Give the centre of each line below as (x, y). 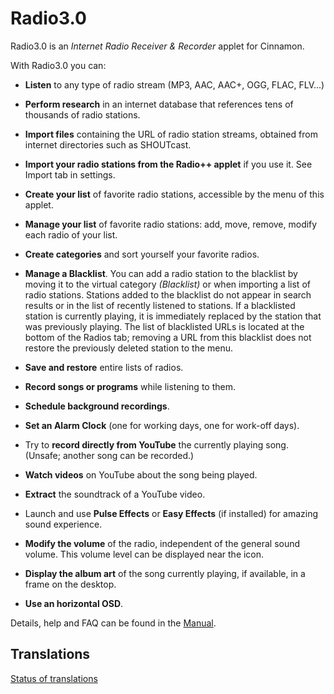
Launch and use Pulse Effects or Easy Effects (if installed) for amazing (171, 513)
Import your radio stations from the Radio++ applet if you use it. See (168, 164)
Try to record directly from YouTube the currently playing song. (156, 444)
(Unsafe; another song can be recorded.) (109, 455)
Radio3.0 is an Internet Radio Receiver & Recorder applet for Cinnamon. (157, 46)
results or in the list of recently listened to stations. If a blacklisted (160, 305)
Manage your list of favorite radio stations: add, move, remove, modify (171, 224)
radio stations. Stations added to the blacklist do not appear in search (168, 294)
